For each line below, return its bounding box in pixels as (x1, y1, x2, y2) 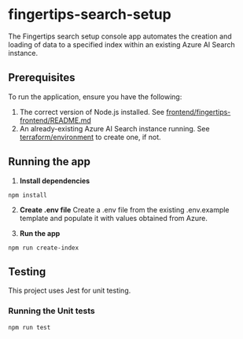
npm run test (8, 323, 51, 331)
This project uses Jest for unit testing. (8, 286, 131, 296)
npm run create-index (8, 244, 79, 252)
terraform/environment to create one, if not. (19, 132, 161, 142)
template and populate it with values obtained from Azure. (19, 213, 208, 223)
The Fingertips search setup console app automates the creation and (8, 31, 232, 41)
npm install (8, 191, 47, 199)
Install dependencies (19, 175, 90, 186)
